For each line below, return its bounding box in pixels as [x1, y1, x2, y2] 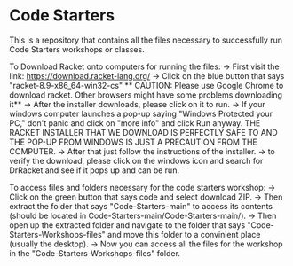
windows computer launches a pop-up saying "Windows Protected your [9, 108, 273, 119]
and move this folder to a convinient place [107, 229, 261, 239]
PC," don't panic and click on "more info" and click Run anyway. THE [9, 117, 261, 129]
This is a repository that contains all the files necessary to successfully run [9, 35, 282, 45]
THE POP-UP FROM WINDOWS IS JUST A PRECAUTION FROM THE [9, 137, 257, 147]
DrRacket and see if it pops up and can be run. [9, 165, 180, 176]
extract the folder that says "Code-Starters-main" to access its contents [9, 200, 273, 211]
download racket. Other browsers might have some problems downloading [9, 90, 282, 100]
